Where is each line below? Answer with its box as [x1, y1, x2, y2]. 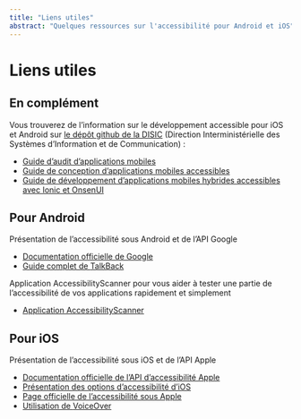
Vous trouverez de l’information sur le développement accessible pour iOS [9, 119, 284, 130]
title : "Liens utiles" [9, 13, 94, 22]
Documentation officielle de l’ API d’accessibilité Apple [21, 372, 220, 383]
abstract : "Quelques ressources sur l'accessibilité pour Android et [9, 21, 275, 30]
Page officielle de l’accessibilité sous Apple [21, 391, 182, 402]
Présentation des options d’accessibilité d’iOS [21, 381, 192, 392]
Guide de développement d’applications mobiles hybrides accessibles [21, 175, 280, 185]
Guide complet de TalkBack [21, 261, 125, 271]
